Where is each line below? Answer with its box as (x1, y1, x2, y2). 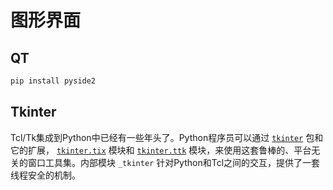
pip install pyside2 (10, 76, 97, 86)
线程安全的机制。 (10, 169, 81, 181)
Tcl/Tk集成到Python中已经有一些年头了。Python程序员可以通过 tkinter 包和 (10, 131, 324, 143)
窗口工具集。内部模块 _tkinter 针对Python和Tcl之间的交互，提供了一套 (27, 156, 321, 168)
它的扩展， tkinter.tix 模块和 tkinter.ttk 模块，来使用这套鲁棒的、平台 (10, 144, 312, 156)
